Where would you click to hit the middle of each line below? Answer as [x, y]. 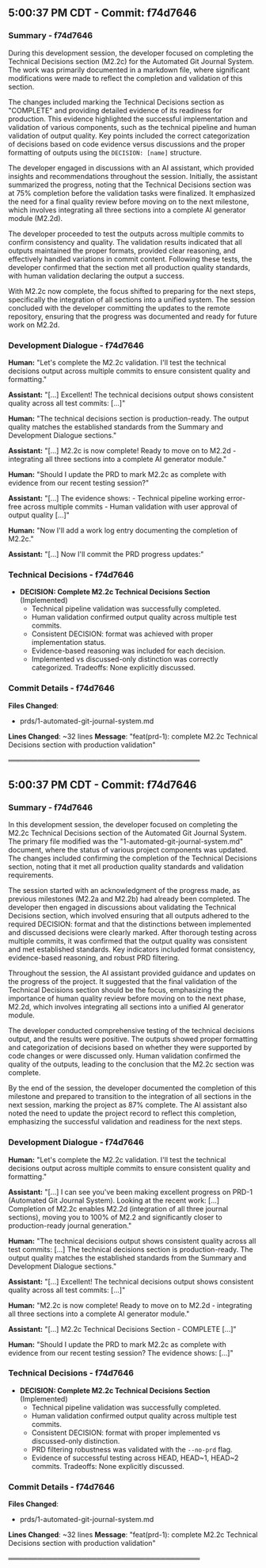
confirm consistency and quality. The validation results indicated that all [125, 242]
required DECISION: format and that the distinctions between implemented [130, 924]
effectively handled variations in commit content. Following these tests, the [130, 259]
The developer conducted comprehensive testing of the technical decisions [131, 1031]
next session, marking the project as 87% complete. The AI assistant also [128, 1105]
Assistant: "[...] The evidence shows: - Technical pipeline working [117, 498]
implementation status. [69, 643]
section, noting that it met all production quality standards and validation [126, 867]
